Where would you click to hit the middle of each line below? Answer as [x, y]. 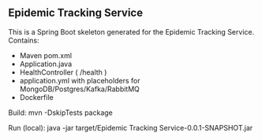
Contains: [24, 40]
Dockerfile [36, 97]
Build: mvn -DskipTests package [60, 112]
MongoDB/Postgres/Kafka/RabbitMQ [80, 89]
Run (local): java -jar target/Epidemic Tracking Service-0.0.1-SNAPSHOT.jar [131, 127]
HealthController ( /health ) [63, 72]
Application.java [46, 64]
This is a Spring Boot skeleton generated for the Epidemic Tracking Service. [131, 31]
